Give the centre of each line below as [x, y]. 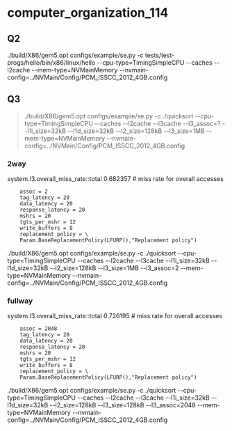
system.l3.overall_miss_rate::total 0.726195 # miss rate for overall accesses [115, 316]
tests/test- [160, 55]
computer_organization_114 [88, 13]
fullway [20, 301]
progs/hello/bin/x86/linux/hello [51, 63]
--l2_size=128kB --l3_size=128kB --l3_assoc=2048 [123, 405]
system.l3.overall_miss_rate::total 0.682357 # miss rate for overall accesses [115, 179]
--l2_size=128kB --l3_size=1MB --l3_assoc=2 [114, 268]
